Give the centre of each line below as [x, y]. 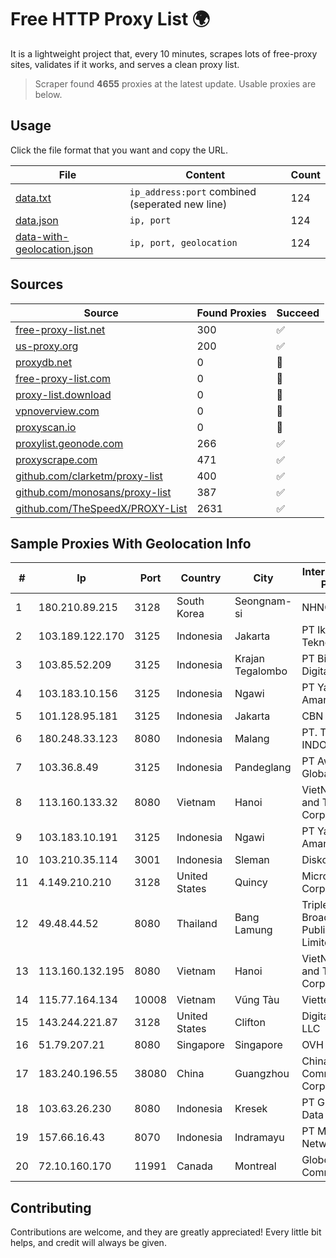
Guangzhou [262, 1074]
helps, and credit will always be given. [88, 1243]
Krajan [249, 659]
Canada [194, 1166]
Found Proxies [231, 313]
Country [201, 578]
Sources [37, 284]
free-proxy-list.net [60, 329]
